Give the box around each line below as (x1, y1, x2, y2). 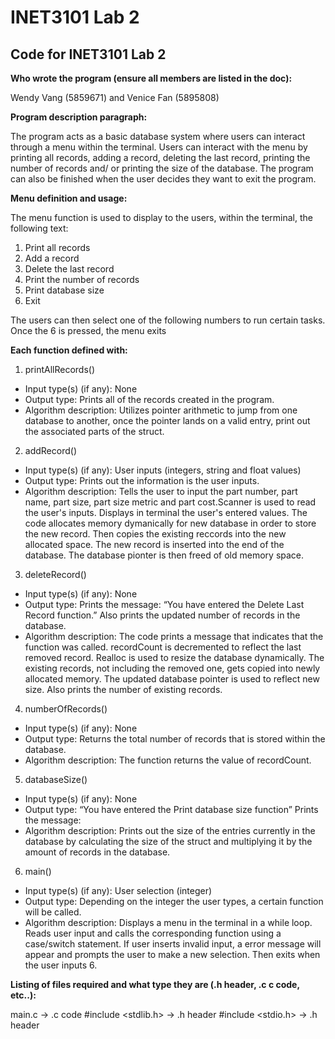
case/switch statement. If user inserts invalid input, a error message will (24, 938, 322, 950)
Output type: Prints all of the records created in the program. (24, 394, 275, 405)
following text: (10, 222, 69, 234)
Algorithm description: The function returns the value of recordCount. (24, 754, 312, 766)
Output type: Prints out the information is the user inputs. (24, 475, 260, 486)
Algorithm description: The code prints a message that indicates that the (24, 631, 324, 642)
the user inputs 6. (24, 959, 98, 971)
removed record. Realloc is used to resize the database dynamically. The (24, 652, 325, 663)
